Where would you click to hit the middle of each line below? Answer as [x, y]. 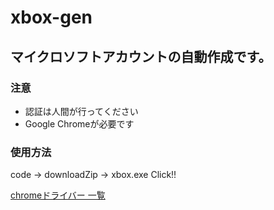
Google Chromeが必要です [79, 123]
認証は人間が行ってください [81, 111]
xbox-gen [51, 17]
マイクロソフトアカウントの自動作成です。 [137, 56]
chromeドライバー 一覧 [58, 195]
